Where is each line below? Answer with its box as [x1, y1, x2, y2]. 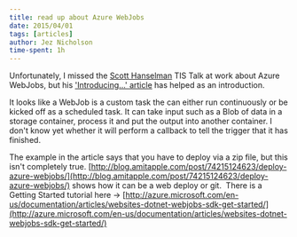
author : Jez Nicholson [9, 37, 93, 47]
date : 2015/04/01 [9, 21, 74, 30]
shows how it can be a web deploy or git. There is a [72, 180, 263, 191]
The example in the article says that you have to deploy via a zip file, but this [9, 152, 288, 162]
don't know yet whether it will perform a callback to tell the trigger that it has [9, 125, 288, 136]
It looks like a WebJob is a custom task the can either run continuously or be [9, 97, 288, 107]
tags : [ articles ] [9, 29, 74, 38]
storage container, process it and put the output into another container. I [9, 116, 273, 127]
